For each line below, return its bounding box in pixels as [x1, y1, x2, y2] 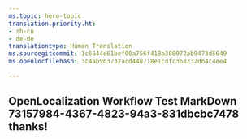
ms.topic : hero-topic [8, 11, 82, 20]
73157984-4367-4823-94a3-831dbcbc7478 [8, 107, 240, 121]
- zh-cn [8, 27, 35, 35]
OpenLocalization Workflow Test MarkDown [8, 94, 237, 108]
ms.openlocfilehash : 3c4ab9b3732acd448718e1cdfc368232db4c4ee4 [8, 58, 227, 66]
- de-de [8, 34, 35, 43]
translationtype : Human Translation [8, 42, 132, 50]
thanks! [8, 119, 49, 134]
